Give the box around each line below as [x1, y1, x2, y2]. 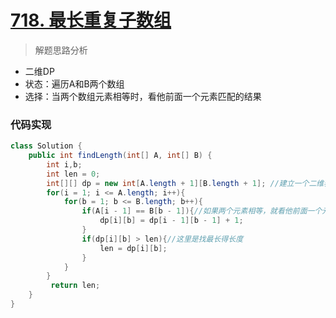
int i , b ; [46, 159, 83, 170]
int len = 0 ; [46, 169, 101, 179]
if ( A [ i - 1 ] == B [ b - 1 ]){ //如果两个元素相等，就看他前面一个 [81, 206, 323, 216]
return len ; [50, 281, 101, 291]
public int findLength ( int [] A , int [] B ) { [28, 151, 213, 161]
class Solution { [10, 141, 83, 151]
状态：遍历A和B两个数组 [24, 77, 125, 90]
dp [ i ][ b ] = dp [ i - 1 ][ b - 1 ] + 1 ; [99, 216, 244, 226]
